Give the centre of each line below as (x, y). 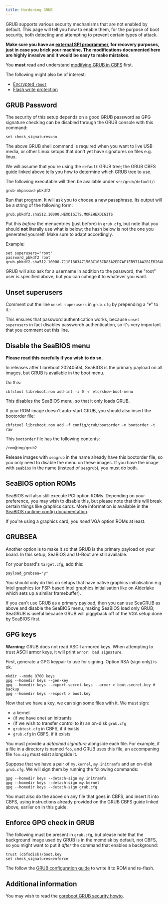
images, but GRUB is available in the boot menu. (55, 373)
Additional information (41, 884)
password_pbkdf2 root (28, 258)
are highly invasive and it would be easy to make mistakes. (68, 55)
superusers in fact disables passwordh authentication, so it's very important (83, 325)
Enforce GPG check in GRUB (50, 823)
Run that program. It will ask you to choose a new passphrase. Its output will (84, 200)
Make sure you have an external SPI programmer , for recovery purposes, (83, 44)
